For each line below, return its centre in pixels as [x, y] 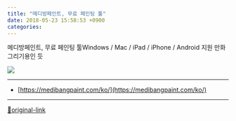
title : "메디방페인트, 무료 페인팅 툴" [57, 14]
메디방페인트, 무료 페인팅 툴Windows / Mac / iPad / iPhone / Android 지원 [110, 48]
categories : [25, 27]
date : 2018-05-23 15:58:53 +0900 [56, 20]
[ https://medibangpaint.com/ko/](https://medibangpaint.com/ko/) [112, 90]
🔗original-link [27, 110]
